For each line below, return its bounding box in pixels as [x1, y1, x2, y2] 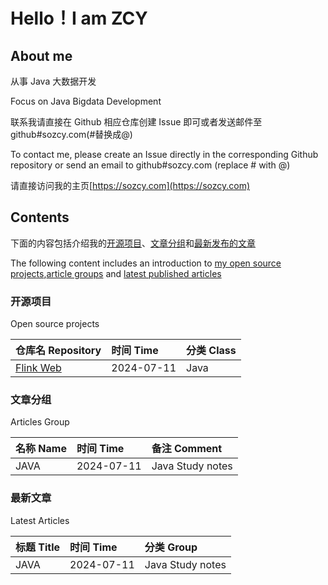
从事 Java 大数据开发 [10, 75, 97, 87]
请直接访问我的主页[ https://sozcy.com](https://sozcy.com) [10, 180, 251, 191]
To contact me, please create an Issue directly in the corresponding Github [10, 149, 319, 160]
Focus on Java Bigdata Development [10, 95, 162, 107]
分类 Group [144, 540, 198, 554]
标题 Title [15, 540, 61, 554]
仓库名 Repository [15, 344, 102, 358]
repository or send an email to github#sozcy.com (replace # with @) [10, 159, 291, 171]
